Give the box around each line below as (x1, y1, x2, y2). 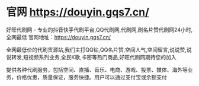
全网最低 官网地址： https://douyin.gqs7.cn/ (6, 33, 111, 40)
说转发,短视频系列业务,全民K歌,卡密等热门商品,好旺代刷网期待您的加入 (6, 53, 176, 60)
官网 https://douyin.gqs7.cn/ (6, 5, 150, 19)
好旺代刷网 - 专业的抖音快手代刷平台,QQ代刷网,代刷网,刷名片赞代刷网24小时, (6, 26, 193, 33)
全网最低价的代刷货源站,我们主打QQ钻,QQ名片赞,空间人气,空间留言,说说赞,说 (6, 46, 192, 53)
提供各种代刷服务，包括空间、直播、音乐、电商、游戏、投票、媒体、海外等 (6, 66, 188, 73)
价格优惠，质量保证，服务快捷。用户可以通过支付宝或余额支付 (16, 74, 167, 81)
